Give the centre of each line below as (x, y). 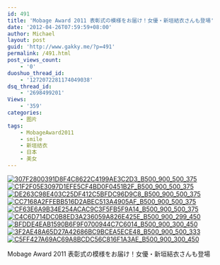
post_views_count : (34, 60)
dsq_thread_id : (30, 86)
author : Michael (31, 34)
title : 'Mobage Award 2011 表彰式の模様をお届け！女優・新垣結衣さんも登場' (111, 21)
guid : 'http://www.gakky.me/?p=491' (61, 47)
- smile (31, 139)
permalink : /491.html (39, 54)
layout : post (27, 40)
